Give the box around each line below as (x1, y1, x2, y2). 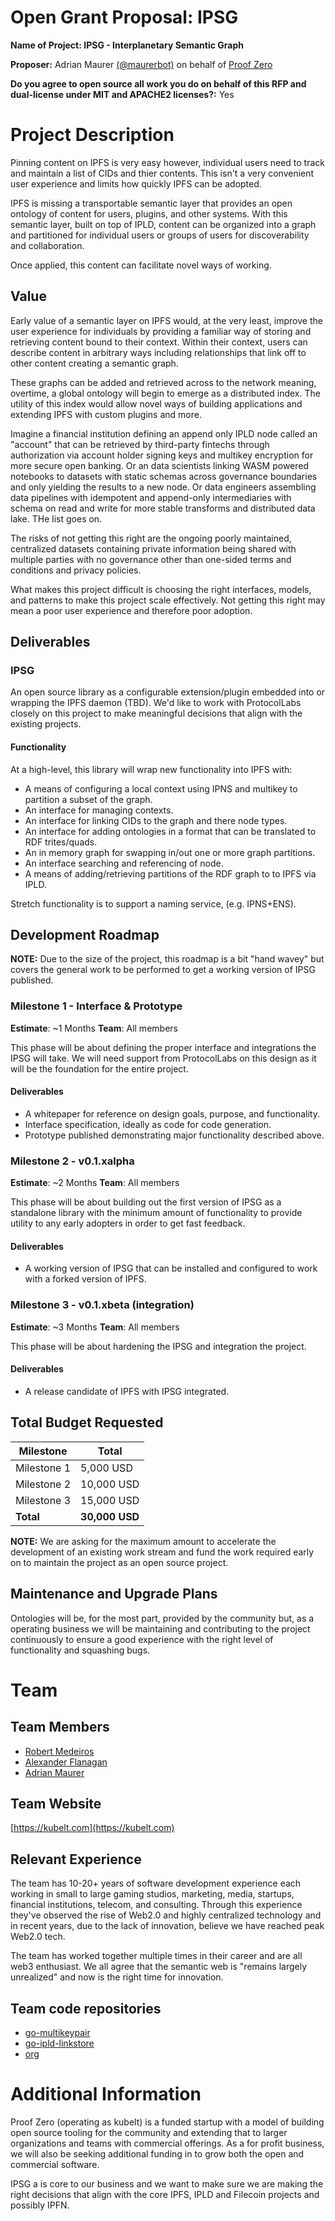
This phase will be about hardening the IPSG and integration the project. (10, 1340, 307, 1352)
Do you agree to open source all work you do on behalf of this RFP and (10, 77, 307, 90)
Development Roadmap (10, 926, 160, 943)
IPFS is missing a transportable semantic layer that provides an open (10, 197, 293, 209)
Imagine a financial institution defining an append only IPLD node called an (10, 427, 318, 440)
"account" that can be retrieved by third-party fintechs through (10, 438, 270, 450)
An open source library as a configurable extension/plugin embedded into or (10, 686, 326, 698)
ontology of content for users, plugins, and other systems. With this (10, 207, 288, 220)
